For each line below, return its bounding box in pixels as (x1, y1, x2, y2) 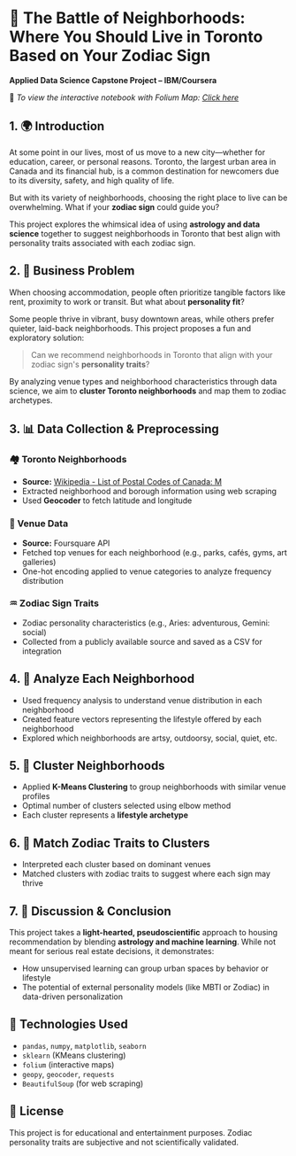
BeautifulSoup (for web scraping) (21, 1078, 144, 1089)
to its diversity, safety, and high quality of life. (9, 175, 175, 185)
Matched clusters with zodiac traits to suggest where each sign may (21, 868, 271, 880)
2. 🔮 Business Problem (9, 263, 135, 278)
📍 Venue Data (9, 517, 69, 530)
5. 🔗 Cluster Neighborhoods (9, 758, 165, 773)
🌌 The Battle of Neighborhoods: (9, 8, 246, 28)
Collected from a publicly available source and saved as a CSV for (21, 636, 262, 647)
